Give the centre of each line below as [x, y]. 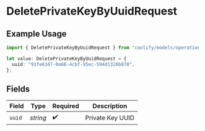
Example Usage [37, 34]
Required [66, 106]
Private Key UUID [110, 118]
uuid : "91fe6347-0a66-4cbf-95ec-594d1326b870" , [74, 64]
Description [110, 106]
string [38, 118]
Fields [18, 89]
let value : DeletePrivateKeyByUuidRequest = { [67, 58]
